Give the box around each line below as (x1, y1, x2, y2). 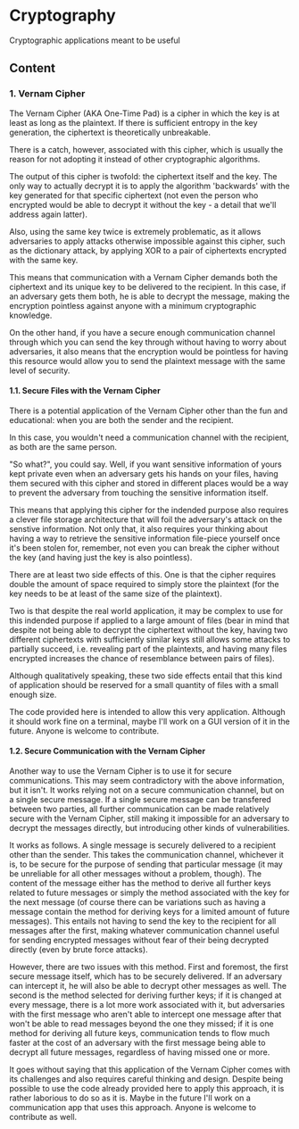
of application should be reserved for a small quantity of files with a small (9, 679, 279, 690)
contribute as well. (9, 1112, 78, 1123)
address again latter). (9, 209, 87, 220)
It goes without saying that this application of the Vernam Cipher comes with (9, 1064, 291, 1075)
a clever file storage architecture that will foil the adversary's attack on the (9, 514, 283, 525)
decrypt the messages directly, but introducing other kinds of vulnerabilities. (9, 823, 290, 834)
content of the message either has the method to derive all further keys (9, 878, 271, 889)
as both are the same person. (9, 441, 118, 452)
